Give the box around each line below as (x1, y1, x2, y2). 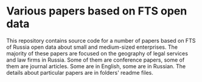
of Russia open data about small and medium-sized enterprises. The (6, 43, 178, 51)
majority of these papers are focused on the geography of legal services (6, 49, 189, 57)
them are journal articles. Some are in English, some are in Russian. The (6, 62, 186, 70)
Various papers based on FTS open (6, 4, 187, 18)
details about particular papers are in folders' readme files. (6, 69, 154, 76)
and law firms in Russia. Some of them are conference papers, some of (6, 56, 185, 63)
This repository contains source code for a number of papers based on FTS (6, 37, 196, 44)
